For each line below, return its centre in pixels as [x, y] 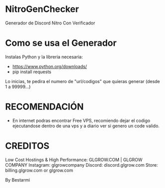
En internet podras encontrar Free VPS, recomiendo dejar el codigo [81, 120]
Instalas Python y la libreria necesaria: [44, 57]
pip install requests [32, 72]
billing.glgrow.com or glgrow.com [39, 170]
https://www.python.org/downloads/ [49, 66]
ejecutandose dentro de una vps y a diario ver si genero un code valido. [86, 126]
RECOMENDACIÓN [44, 107]
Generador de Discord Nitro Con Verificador [50, 23]
